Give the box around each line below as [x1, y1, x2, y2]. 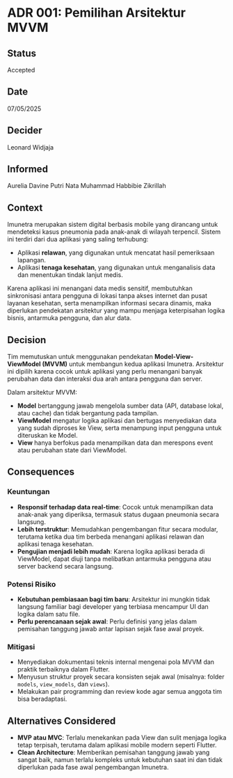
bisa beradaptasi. [17, 694, 67, 704]
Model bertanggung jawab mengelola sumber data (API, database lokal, [17, 402, 224, 410]
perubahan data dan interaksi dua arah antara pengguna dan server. [7, 374, 203, 383]
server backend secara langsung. [17, 562, 113, 570]
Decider [7, 125, 43, 136]
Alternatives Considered [7, 715, 116, 727]
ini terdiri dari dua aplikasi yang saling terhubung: [7, 235, 149, 244]
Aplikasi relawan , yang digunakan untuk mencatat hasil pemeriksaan [17, 248, 215, 257]
